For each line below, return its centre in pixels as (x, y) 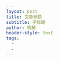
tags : (13, 38)
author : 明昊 (21, 28)
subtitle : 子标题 (26, 22)
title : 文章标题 (24, 17)
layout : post (22, 11)
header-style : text (30, 33)
